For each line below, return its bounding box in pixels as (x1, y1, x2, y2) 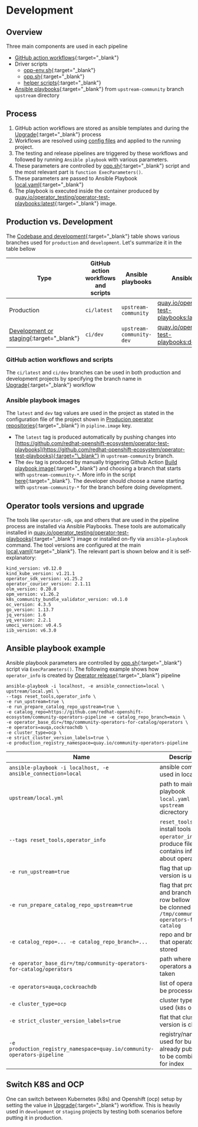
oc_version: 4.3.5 (6, 602, 51, 608)
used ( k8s (159, 1003, 187, 1011)
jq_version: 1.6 (6, 612, 46, 618)
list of (159, 979, 176, 987)
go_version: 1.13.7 (6, 607, 54, 613)
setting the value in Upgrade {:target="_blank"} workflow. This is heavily (6, 1102, 180, 1109)
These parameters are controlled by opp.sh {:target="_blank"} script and (14, 162, 190, 169)
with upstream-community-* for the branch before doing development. (14, 484, 183, 491)
